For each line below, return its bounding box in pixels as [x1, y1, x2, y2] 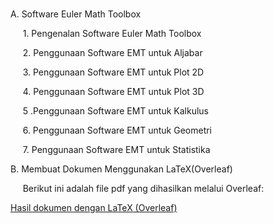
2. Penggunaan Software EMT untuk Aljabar [22, 47, 203, 58]
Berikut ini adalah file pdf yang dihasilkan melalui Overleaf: [22, 183, 265, 194]
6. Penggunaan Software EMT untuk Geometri [22, 124, 213, 136]
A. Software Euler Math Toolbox [10, 8, 142, 20]
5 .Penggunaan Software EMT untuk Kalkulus [22, 105, 209, 117]
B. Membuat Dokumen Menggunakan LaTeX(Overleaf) [10, 163, 233, 175]
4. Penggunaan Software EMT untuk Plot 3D [22, 86, 205, 97]
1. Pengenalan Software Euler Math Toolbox [22, 28, 202, 39]
